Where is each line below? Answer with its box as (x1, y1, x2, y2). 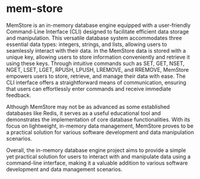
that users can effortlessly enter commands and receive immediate (6, 85, 172, 92)
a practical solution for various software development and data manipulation (6, 128, 195, 136)
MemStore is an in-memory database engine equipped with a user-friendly (6, 22, 191, 29)
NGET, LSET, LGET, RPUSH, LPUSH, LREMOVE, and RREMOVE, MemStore (6, 66, 189, 73)
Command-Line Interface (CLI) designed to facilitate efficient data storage (6, 28, 189, 35)
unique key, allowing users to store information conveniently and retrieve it (6, 53, 190, 60)
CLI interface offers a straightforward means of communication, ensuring (6, 78, 187, 86)
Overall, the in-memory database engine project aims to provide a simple (6, 146, 186, 154)
